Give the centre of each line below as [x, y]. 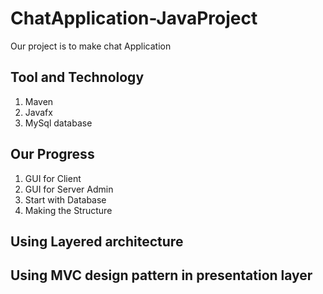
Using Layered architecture [97, 241]
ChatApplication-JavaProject [134, 18]
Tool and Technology [77, 77]
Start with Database [65, 199]
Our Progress [52, 154]
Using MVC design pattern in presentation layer [161, 275]
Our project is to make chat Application [91, 46]
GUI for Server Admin [69, 189]
